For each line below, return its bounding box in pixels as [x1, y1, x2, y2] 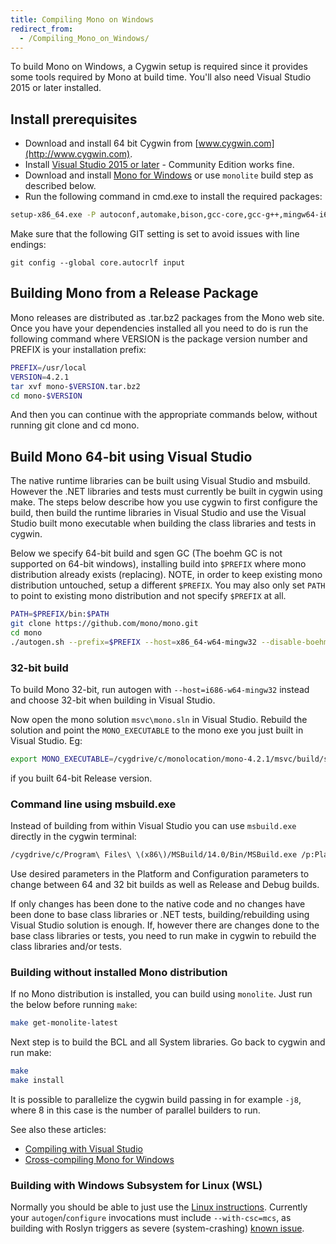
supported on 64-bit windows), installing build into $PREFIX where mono [10, 558, 307, 570]
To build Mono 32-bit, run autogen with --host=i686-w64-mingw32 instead [10, 683, 310, 695]
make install [10, 1076, 65, 1086]
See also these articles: [10, 1123, 107, 1135]
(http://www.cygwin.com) [24, 148, 131, 160]
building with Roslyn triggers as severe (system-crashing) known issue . [10, 1222, 305, 1235]
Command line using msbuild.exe [10, 797, 177, 811]
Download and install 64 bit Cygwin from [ [24, 137, 199, 150]
